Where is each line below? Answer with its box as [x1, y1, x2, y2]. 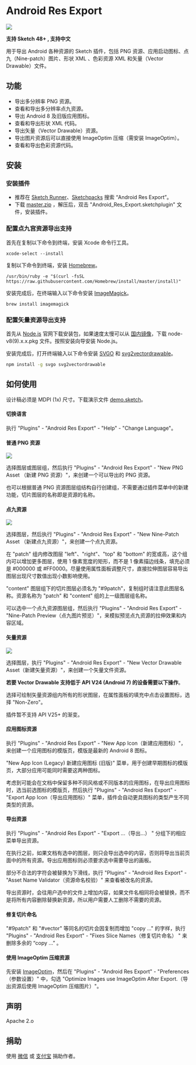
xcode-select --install [6, 251, 64, 256]
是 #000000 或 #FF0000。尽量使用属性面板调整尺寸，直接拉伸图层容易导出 [6, 565, 188, 572]
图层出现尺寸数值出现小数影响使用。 [6, 573, 93, 580]
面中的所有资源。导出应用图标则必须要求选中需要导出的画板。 [6, 857, 155, 864]
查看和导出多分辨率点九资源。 [14, 105, 86, 112]
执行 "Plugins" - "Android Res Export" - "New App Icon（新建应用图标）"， [6, 739, 187, 746]
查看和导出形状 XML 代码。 [14, 119, 80, 126]
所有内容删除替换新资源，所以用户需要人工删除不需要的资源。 [16, 896, 164, 903]
